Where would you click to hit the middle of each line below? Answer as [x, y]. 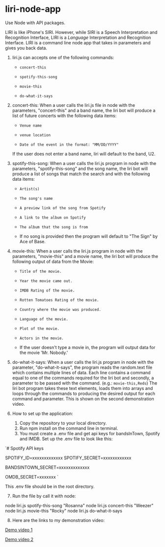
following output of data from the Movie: [53, 261]
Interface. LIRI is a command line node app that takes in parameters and [78, 42]
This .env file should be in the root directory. [50, 486]
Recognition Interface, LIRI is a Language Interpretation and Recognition [78, 37]
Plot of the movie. [40, 328]
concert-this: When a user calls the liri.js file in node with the [73, 105]
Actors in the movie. [41, 338]
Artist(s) [30, 189]
